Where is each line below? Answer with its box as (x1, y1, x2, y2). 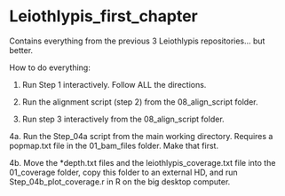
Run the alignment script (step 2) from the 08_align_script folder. (21, 96, 258, 107)
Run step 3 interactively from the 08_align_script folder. (21, 114, 225, 124)
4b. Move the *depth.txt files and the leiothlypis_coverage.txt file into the (9, 157, 276, 168)
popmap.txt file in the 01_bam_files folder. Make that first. (9, 140, 219, 151)
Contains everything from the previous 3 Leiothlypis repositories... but (9, 35, 265, 46)
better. (9, 44, 34, 55)
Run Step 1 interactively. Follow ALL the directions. (21, 79, 207, 90)
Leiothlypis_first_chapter (9, 6, 198, 27)
